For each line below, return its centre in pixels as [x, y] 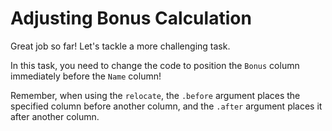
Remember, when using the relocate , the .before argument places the [155, 95]
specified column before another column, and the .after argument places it [166, 106]
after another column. [55, 116]
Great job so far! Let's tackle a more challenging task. [120, 46]
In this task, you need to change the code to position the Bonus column [155, 65]
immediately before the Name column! [86, 76]
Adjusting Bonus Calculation [131, 18]
